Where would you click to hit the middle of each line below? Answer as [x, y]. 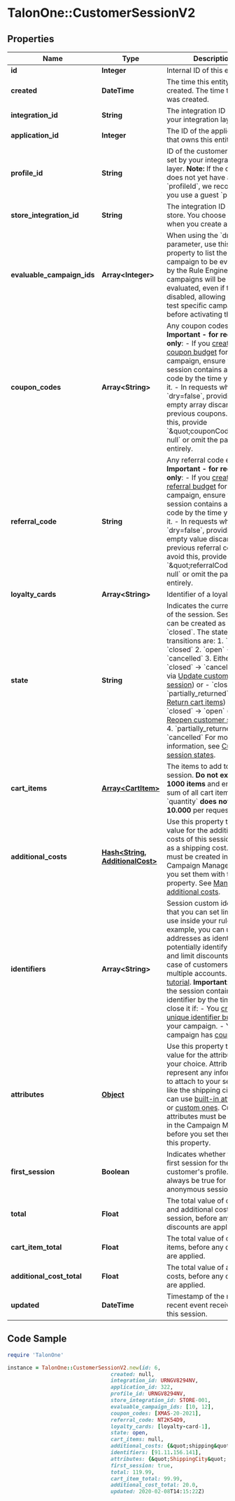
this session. [187, 1314]
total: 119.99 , [133, 1472]
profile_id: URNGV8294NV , [149, 1394]
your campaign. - [195, 1026]
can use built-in [193, 1099]
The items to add [194, 766]
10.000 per [185, 810]
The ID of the [188, 131]
